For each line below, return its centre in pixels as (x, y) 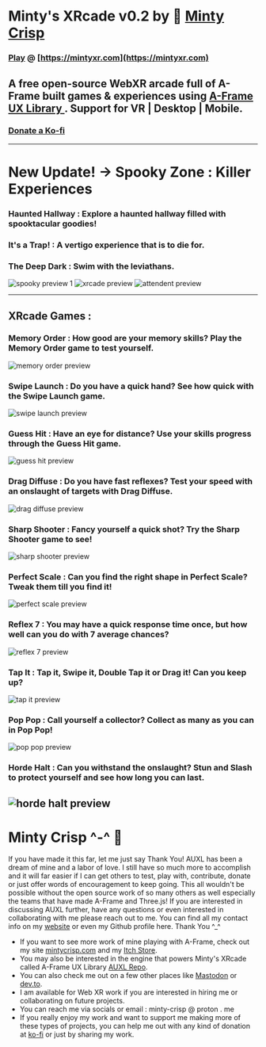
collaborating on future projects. (72, 1001)
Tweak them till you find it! (60, 587)
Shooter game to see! (50, 539)
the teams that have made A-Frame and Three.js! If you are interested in (125, 901)
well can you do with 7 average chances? (89, 635)
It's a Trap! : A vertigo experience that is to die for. (106, 245)
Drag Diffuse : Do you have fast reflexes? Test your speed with (131, 481)
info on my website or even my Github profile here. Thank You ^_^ (114, 927)
